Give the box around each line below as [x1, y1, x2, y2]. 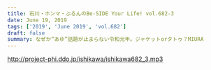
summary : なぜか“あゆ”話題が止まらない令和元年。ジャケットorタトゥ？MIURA [7, 36, 204, 43]
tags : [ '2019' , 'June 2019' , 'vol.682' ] [7, 23, 127, 30]
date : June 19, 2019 [7, 17, 68, 24]
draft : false [7, 29, 45, 37]
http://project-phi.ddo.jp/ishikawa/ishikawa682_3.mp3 [7, 55, 163, 63]
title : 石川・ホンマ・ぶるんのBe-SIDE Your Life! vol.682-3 [7, 10, 175, 17]
